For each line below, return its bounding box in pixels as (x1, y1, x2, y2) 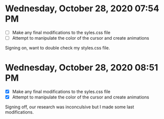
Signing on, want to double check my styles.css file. (5, 45, 110, 51)
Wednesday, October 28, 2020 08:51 (5, 62, 158, 73)
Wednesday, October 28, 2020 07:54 (5, 3, 160, 14)
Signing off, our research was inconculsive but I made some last (5, 104, 135, 110)
